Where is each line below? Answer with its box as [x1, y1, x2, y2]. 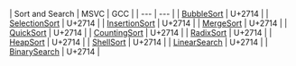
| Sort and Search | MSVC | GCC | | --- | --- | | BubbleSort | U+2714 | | [9, 9, 269, 19]
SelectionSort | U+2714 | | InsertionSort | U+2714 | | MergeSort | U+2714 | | [9, 18, 288, 29]
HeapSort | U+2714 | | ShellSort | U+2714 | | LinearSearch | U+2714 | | [9, 37, 268, 47]
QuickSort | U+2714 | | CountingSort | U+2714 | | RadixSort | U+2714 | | [9, 28, 273, 37]
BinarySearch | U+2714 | [9, 46, 101, 57]
